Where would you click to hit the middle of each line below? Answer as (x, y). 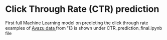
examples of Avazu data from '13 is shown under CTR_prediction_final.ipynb (84, 28)
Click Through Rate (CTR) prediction (82, 9)
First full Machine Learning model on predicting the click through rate (77, 23)
